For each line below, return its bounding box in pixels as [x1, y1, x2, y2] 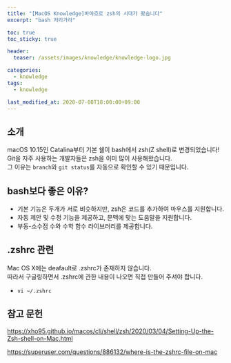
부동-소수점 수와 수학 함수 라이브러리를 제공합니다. [17, 222, 153, 230]
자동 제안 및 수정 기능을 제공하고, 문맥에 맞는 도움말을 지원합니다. [17, 214, 192, 221]
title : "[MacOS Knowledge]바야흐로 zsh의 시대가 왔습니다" [7, 10, 163, 17]
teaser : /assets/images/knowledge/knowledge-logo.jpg [13, 55, 171, 62]
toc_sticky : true [7, 35, 57, 42]
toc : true [7, 29, 36, 36]
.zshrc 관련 [7, 244, 54, 256]
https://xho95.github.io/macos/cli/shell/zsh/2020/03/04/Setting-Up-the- [7, 326, 214, 335]
